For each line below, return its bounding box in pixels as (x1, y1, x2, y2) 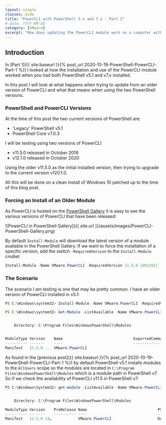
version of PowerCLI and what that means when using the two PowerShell (5, 87, 156, 93)
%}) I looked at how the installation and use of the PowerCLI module (18, 67, 157, 73)
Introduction (5, 48, 44, 57)
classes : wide (5, 12, 35, 17)
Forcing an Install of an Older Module (5, 197, 95, 204)
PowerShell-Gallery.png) (5, 228, 55, 234)
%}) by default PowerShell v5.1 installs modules (64, 359, 161, 366)
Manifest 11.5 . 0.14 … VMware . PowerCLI (5, 416, 112, 422)
